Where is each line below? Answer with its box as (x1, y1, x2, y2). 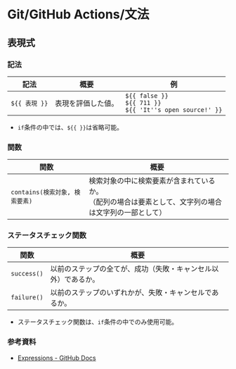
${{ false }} (125, 92, 169, 99)
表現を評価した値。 (55, 98, 119, 108)
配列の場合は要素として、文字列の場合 (96, 197, 223, 207)
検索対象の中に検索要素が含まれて (88, 176, 202, 186)
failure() (11, 294, 44, 301)
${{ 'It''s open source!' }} (125, 106, 223, 113)
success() (11, 270, 44, 278)
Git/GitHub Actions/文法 (7, 6, 150, 23)
